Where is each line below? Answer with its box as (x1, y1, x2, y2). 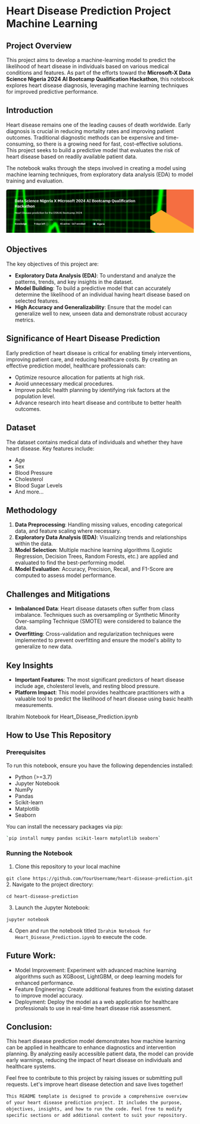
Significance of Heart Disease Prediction (6, 334, 161, 344)
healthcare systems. (6, 1063, 56, 1070)
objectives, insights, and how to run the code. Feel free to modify (6, 1106, 183, 1112)
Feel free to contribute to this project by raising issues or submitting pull (6, 1074, 183, 1082)
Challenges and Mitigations (6, 589, 110, 599)
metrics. (14, 316, 36, 323)
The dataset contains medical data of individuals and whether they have (6, 439, 183, 446)
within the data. (14, 540, 54, 547)
